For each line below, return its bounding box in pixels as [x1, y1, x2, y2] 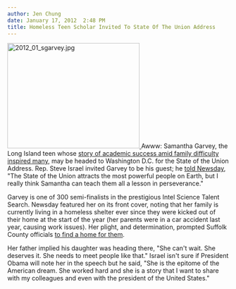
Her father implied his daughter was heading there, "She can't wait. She [7, 244, 216, 252]
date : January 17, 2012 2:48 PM [7, 17, 106, 24]
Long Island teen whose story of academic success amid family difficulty [7, 149, 220, 158]
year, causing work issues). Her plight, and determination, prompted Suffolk [7, 223, 228, 231]
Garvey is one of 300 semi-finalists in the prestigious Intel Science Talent [7, 193, 220, 202]
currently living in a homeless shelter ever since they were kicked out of [7, 208, 216, 216]
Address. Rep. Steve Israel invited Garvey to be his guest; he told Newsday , [7, 164, 226, 173]
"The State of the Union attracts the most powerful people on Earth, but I [7, 172, 218, 180]
